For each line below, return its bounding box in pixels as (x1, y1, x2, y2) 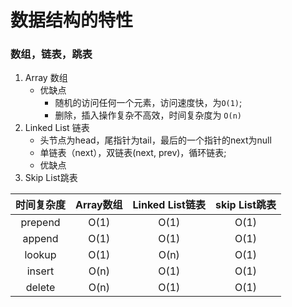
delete (25, 281, 56, 295)
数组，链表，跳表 (10, 47, 93, 61)
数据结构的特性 (10, 9, 134, 32)
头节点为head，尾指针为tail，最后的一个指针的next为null (39, 134, 272, 146)
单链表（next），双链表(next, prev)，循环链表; (39, 147, 227, 159)
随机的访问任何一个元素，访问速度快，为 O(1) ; (54, 97, 243, 109)
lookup (24, 248, 57, 262)
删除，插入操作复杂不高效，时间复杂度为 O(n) (54, 109, 242, 121)
